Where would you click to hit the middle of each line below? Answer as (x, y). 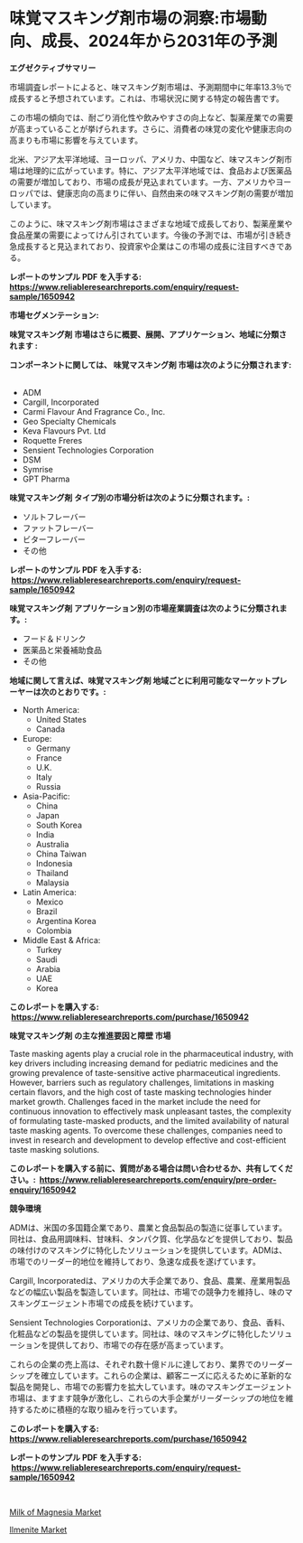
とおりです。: (81, 691)
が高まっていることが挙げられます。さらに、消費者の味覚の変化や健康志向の (151, 128)
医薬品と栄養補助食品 (62, 650)
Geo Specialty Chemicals (69, 421)
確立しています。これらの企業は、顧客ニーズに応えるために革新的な (166, 1375)
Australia (52, 844)
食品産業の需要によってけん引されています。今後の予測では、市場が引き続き (151, 235)
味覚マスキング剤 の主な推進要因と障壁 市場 (90, 1035)
